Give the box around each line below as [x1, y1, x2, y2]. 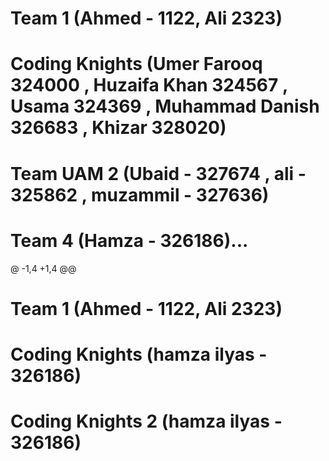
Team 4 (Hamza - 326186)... [10, 229, 249, 252]
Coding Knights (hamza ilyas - [10, 343, 268, 366]
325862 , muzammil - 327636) [10, 183, 270, 206]
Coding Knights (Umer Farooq [10, 53, 263, 76]
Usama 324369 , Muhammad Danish [10, 95, 320, 118]
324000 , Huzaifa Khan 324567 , [10, 74, 288, 97]
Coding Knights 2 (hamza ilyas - [10, 410, 283, 433]
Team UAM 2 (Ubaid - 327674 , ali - [10, 162, 307, 185]
